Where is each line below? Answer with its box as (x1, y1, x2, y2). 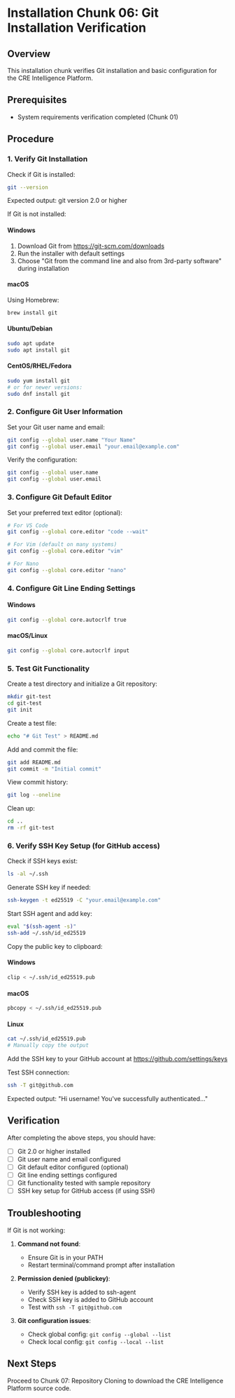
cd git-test (7, 700, 42, 707)
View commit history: (7, 778, 69, 787)
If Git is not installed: (7, 210, 66, 218)
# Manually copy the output (7, 1042, 90, 1049)
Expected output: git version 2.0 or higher (7, 197, 128, 205)
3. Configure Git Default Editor (7, 493, 112, 502)
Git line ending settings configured (17, 1171, 117, 1179)
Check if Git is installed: (7, 170, 76, 178)
